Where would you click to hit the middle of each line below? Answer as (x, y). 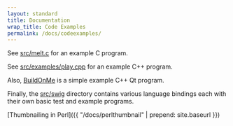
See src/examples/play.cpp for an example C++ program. (90, 66)
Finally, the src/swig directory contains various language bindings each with (117, 94)
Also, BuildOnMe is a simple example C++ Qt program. (86, 80)
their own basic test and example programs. (71, 101)
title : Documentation (39, 20)
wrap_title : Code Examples (47, 27)
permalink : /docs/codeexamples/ (54, 33)
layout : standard (33, 14)
